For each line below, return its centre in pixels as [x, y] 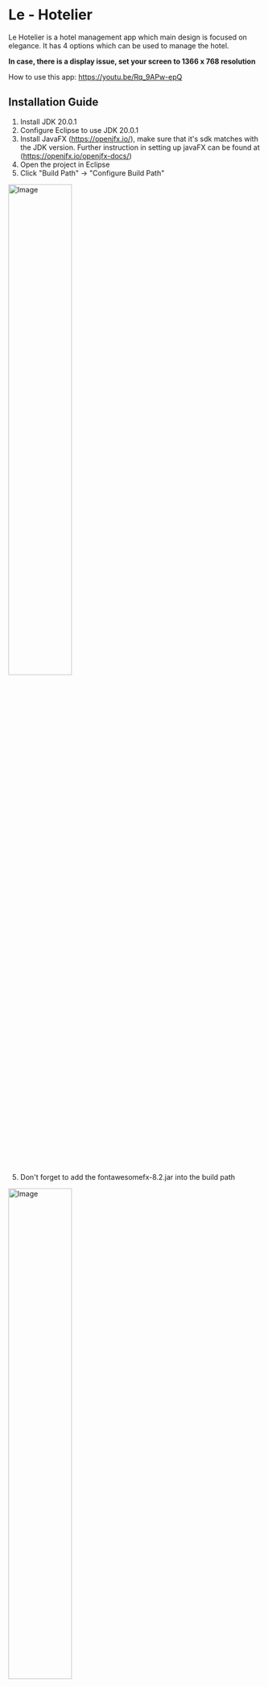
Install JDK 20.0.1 [48, 122]
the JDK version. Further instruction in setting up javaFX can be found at [140, 147]
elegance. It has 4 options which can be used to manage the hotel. [119, 45]
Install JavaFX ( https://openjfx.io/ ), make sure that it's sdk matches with [139, 139]
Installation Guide [54, 102]
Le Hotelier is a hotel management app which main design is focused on [128, 37]
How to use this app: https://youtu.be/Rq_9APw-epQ [95, 76]
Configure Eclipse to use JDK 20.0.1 [79, 130]
